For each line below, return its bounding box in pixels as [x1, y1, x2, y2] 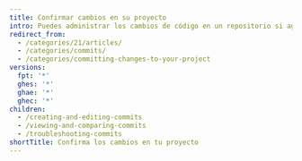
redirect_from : [9, 30, 67, 38]
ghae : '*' [17, 88, 54, 97]
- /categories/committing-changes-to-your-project [17, 55, 211, 64]
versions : [9, 64, 47, 72]
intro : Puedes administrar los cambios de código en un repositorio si [9, 21, 283, 30]
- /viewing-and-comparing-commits [17, 122, 147, 131]
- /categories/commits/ [17, 47, 106, 55]
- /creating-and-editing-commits [17, 113, 143, 122]
